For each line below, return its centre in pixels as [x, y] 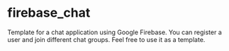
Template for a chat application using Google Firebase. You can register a [114, 32]
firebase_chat [49, 13]
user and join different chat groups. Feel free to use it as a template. [106, 39]
